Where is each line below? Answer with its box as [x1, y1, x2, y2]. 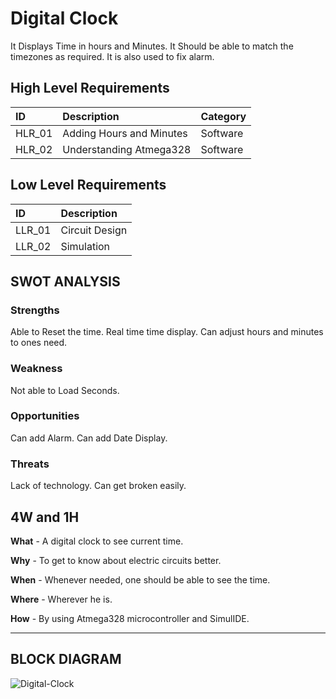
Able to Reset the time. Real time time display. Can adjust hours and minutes [10, 326, 324, 338]
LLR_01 [15, 223, 52, 237]
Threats [10, 457, 50, 471]
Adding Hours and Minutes [62, 126, 188, 140]
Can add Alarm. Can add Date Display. [10, 432, 168, 444]
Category [200, 109, 247, 123]
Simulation [60, 239, 111, 253]
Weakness [10, 362, 63, 376]
